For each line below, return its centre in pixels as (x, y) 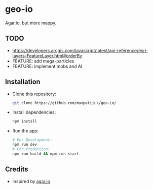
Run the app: (25, 131)
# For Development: (32, 140)
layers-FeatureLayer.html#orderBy (47, 56)
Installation (23, 82)
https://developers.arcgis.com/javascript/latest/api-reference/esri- (80, 50)
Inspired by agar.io (31, 181)
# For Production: (31, 149)
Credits (17, 169)
